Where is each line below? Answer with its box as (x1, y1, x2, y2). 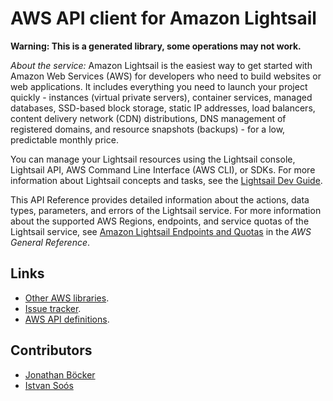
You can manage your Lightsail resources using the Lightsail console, (10, 153, 296, 165)
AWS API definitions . (24, 313, 110, 325)
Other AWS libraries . (24, 292, 110, 304)
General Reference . (10, 236, 91, 248)
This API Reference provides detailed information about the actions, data (10, 193, 310, 206)
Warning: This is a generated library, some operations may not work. (10, 40, 302, 52)
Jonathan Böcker (24, 368, 96, 381)
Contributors (10, 342, 93, 359)
